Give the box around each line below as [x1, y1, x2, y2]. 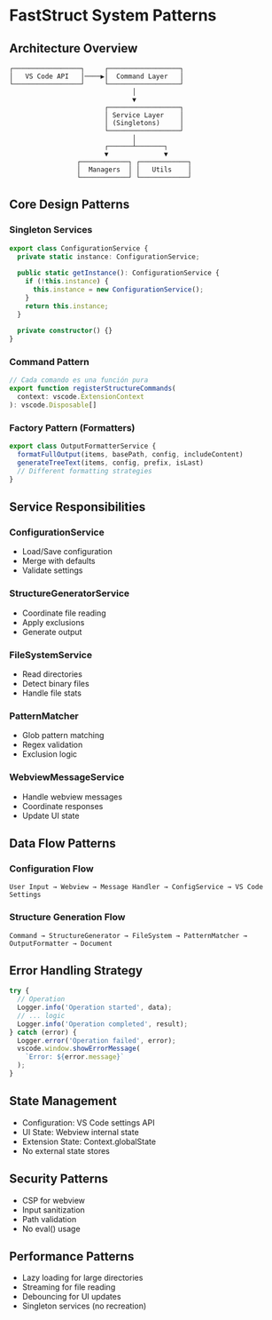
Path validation [21, 1213, 77, 1224]
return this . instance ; [25, 301, 109, 311]
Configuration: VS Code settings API [21, 1117, 155, 1128]
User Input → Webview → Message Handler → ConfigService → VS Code [9, 883, 264, 892]
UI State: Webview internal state [21, 1126, 139, 1137]
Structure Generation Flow [9, 911, 126, 924]
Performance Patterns [9, 1249, 135, 1264]
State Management [9, 1093, 117, 1109]
